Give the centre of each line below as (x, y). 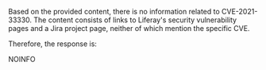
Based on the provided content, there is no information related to (114, 12)
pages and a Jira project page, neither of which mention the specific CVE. (129, 28)
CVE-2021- (239, 12)
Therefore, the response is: (53, 44)
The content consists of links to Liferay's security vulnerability (135, 20)
